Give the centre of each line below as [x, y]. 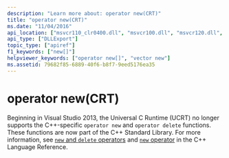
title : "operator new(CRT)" [47, 20]
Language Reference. [38, 147]
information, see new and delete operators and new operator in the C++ [107, 139]
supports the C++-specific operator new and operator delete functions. [109, 125]
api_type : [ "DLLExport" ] [43, 39]
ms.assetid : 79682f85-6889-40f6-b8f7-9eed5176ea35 [81, 65]
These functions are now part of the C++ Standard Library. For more [104, 132]
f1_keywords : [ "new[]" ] [41, 52]
